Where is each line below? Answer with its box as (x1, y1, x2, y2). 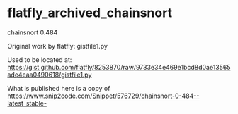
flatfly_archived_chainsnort (7, 5, 172, 21)
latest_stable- (7, 99, 47, 107)
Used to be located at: (7, 55, 72, 64)
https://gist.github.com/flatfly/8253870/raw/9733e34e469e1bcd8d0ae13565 (7, 63, 231, 71)
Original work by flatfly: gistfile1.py (7, 42, 108, 50)
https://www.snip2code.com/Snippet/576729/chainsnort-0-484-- (7, 91, 200, 100)
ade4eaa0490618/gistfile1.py (7, 70, 92, 79)
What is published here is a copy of (7, 84, 110, 92)
